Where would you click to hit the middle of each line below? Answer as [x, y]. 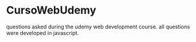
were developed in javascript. [43, 33]
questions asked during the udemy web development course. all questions [98, 27]
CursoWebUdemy [51, 10]
